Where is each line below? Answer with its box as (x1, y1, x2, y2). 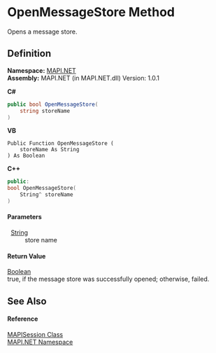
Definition (7, 48, 51, 60)
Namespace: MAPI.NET (7, 66, 77, 74)
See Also (7, 295, 47, 307)
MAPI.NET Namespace (7, 338, 73, 346)
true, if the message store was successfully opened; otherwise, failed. (7, 275, 210, 284)
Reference (7, 314, 38, 323)
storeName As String (20, 146, 80, 153)
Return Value (7, 251, 46, 260)
